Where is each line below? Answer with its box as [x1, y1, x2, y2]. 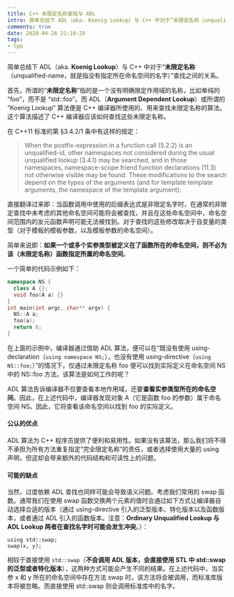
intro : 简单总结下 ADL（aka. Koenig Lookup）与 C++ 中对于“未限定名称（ [7, 17, 205, 24]
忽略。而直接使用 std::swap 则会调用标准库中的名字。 [25, 582, 179, 590]
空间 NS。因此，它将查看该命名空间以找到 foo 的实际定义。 [7, 402, 177, 410]
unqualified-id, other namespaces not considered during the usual [24, 149, 214, 157]
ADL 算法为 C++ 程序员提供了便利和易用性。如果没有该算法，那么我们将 [7, 437, 214, 445]
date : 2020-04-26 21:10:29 [7, 29, 86, 37]
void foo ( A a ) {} [13, 291, 64, 298]
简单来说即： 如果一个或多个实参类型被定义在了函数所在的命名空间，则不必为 [7, 241, 227, 249]
